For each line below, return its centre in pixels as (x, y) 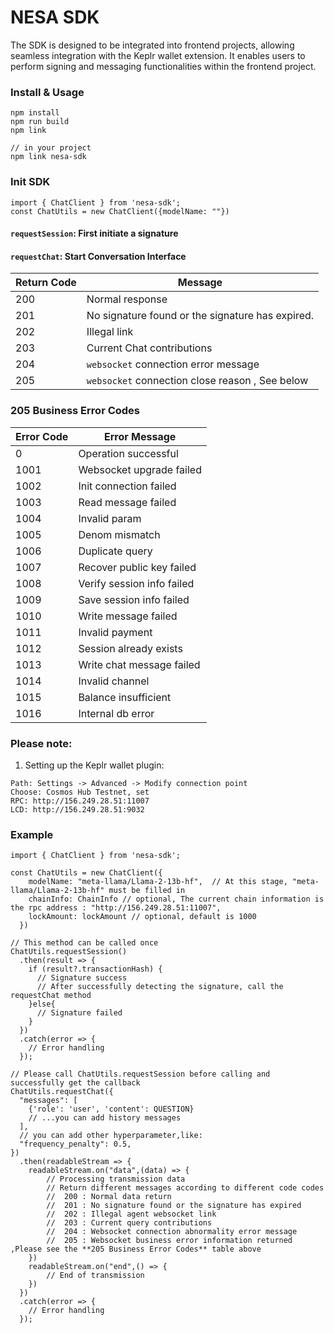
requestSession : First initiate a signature (94, 233)
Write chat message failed (139, 664)
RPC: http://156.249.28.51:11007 (80, 801)
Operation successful (128, 453)
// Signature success (82, 978)
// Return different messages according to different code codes (185, 1188)
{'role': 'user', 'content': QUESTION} (111, 1109)
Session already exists (130, 648)
